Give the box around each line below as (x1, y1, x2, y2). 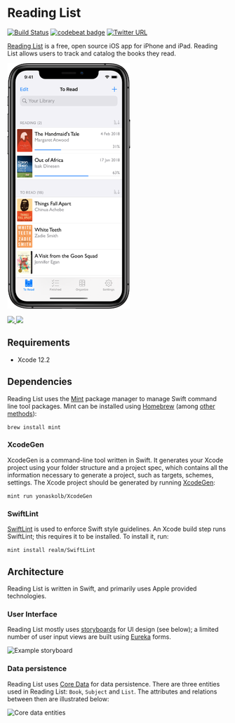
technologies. (7, 591, 47, 600)
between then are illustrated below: (7, 694, 109, 703)
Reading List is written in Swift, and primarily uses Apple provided (7, 584, 197, 593)
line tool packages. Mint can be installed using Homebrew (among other (7, 402, 215, 410)
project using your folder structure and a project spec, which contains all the (7, 463, 229, 471)
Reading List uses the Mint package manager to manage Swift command (7, 394, 217, 403)
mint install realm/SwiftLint (7, 547, 96, 554)
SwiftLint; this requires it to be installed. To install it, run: (7, 532, 169, 541)
